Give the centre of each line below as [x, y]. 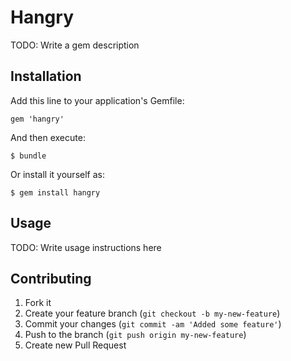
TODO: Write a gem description [75, 45]
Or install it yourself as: [57, 174]
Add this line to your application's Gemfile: [97, 100]
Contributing [51, 278]
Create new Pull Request [75, 345]
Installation [46, 76]
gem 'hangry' [37, 119]
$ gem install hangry [55, 192]
